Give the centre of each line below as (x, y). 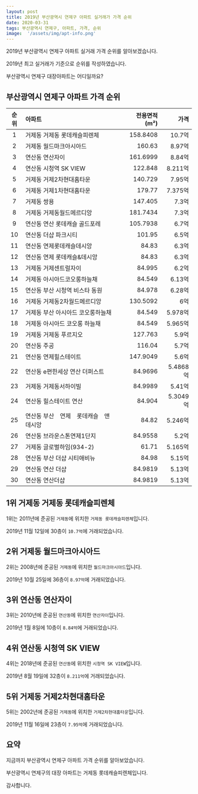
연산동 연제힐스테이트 (53, 357)
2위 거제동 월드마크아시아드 (53, 551)
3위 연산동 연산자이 (39, 600)
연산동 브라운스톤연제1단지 (61, 436)
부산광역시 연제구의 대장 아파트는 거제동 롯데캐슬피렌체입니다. (77, 773)
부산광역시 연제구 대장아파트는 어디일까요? (55, 76)
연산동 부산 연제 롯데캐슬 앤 (68, 416)
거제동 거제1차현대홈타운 (58, 190)
